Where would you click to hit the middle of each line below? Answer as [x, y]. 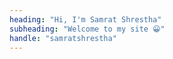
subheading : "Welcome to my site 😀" [87, 29]
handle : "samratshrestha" [63, 38]
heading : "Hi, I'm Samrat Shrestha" [85, 19]
